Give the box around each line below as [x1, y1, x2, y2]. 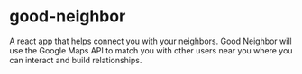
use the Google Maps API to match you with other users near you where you [9, 45, 293, 55]
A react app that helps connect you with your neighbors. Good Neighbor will [9, 36, 292, 46]
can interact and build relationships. [9, 54, 142, 65]
